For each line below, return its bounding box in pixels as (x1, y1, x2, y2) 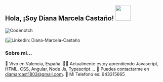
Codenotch (10, 27, 33, 33)
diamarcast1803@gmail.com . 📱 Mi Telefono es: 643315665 (5, 71, 125, 77)
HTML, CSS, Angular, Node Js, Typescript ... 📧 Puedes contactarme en (5, 66, 150, 72)
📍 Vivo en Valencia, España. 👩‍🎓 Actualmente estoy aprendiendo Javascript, (5, 61, 159, 67)
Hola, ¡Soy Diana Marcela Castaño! (5, 14, 115, 23)
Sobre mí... (5, 49, 32, 56)
